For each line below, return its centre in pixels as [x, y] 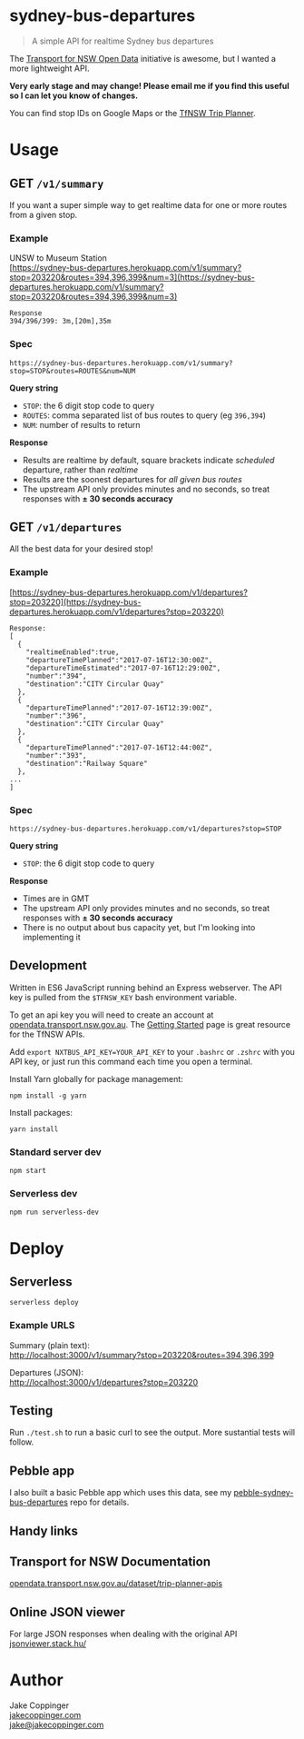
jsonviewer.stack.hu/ [48, 1644]
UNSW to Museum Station [58, 258]
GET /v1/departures [66, 527]
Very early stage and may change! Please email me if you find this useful [150, 85]
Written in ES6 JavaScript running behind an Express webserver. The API [146, 988]
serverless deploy [44, 1303]
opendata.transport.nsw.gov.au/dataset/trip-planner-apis [116, 1584]
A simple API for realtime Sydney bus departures [123, 41]
